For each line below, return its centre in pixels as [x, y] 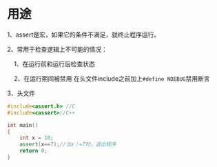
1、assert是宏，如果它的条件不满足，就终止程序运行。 [84, 35]
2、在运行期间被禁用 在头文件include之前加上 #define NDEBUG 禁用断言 [112, 78]
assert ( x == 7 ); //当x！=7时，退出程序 [68, 145]
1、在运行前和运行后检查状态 [54, 63]
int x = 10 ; [37, 138]
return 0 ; [34, 151]
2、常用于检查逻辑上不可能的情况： [58, 49]
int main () [23, 125]
